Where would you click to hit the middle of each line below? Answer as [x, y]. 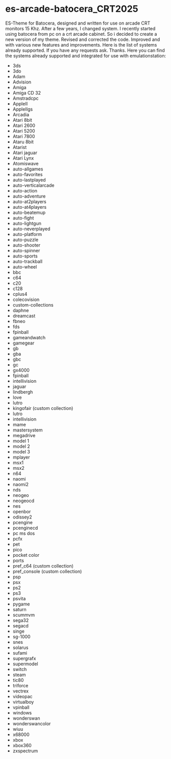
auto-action [25, 190]
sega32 [21, 620]
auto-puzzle [26, 240]
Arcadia [21, 114]
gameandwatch [29, 337]
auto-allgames [28, 169]
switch [20, 669]
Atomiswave [26, 163]
